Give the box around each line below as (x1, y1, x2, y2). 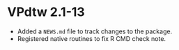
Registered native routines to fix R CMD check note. (17, 34, 166, 42)
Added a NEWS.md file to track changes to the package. (17, 27, 173, 35)
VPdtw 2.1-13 (7, 4, 85, 20)
